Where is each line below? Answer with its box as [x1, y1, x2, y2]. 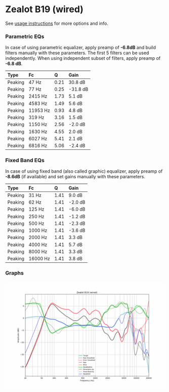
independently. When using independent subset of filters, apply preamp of [5, 55, 161, 61]
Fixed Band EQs [5, 156, 45, 164]
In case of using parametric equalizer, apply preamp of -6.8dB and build [5, 45, 156, 51]
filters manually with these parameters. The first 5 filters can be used [5, 50, 149, 56]
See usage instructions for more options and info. [5, 20, 109, 26]
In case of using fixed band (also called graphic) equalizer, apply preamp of [5, 168, 163, 174]
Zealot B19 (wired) [5, 4, 83, 15]
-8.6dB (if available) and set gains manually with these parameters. [5, 174, 146, 180]
